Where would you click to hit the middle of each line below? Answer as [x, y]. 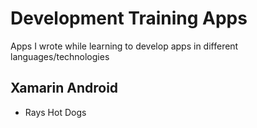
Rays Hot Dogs [55, 112]
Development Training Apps [129, 18]
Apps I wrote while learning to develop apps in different [124, 46]
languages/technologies [60, 56]
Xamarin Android [64, 88]
